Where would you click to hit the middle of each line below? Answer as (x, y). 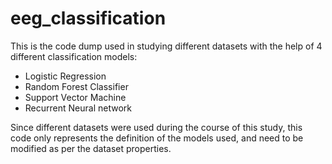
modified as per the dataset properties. (91, 148)
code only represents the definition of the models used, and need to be (157, 138)
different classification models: (74, 56)
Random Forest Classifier (76, 86)
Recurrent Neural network (78, 108)
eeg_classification (88, 18)
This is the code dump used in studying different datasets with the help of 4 (166, 46)
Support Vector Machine (75, 97)
